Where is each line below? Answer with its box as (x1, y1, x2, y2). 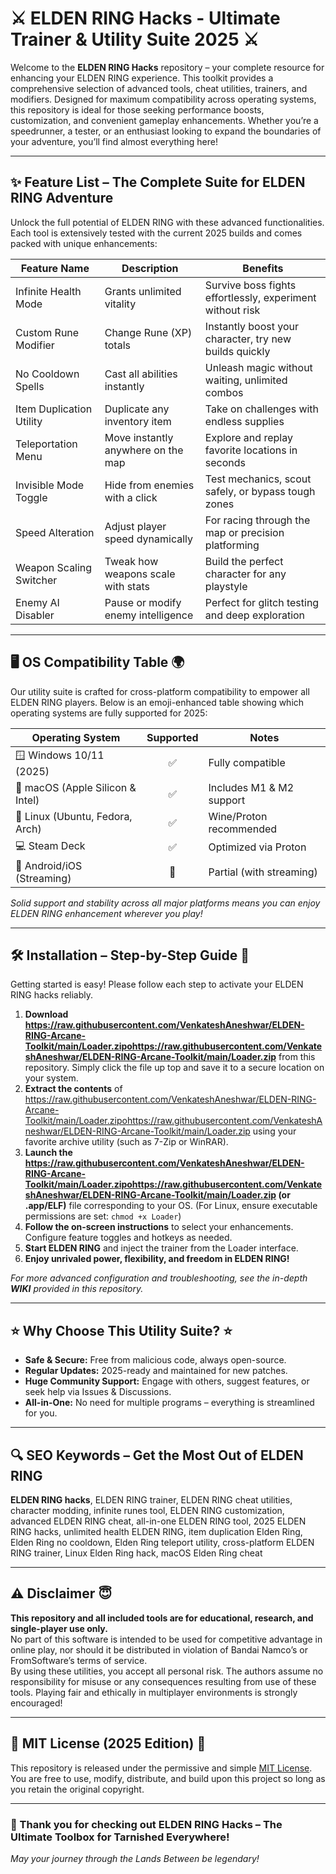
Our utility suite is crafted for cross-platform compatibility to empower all (10, 685, 310, 697)
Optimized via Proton (208, 840, 307, 854)
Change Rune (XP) (104, 325, 193, 339)
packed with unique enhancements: (10, 237, 158, 249)
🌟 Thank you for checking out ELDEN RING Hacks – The (10, 1817, 283, 1831)
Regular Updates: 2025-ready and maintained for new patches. (24, 1365, 288, 1377)
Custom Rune (15, 325, 80, 339)
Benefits (242, 261, 284, 275)
